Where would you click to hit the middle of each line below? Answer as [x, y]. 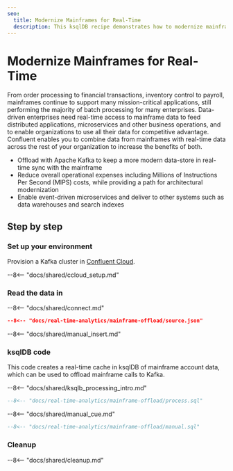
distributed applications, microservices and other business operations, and [114, 125]
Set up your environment [50, 246]
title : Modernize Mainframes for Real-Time [77, 20]
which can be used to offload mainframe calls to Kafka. [86, 375]
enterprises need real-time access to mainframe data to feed [114, 117]
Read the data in [35, 293]
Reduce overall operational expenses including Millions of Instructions [117, 175]
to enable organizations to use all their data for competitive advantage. [108, 132]
